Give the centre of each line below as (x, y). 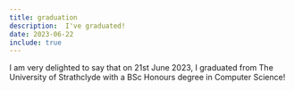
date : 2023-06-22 (42, 34)
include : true (36, 42)
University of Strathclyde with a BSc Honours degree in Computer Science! (147, 78)
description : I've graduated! (67, 26)
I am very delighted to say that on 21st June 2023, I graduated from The (142, 68)
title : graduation (43, 17)
